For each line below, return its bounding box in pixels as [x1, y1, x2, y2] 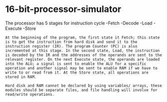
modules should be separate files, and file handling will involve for [5, 87, 157, 92]
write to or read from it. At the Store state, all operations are [5, 70, 149, 75]
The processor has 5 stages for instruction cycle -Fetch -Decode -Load [5, 20, 152, 26]
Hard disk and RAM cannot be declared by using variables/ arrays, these [5, 83, 162, 88]
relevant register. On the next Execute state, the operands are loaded [5, 56, 160, 62]
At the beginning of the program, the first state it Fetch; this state [5, 35, 160, 40]
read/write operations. [5, 91, 55, 97]
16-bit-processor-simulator [5, 3, 121, 15]
